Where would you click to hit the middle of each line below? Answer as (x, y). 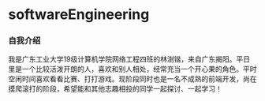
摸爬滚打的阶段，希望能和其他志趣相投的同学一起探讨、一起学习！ (115, 89)
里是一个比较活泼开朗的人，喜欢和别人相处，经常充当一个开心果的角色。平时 (132, 69)
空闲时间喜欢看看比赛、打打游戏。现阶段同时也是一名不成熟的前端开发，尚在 (132, 79)
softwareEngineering (79, 15)
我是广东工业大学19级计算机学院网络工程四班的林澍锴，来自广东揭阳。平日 (129, 59)
